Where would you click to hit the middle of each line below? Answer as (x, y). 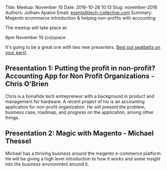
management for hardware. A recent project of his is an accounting (75, 101)
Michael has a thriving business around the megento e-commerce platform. (84, 153)
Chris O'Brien (27, 84)
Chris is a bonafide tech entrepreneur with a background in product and (80, 96)
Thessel (18, 141)
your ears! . (16, 53)
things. (12, 117)
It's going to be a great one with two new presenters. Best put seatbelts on (83, 47)
